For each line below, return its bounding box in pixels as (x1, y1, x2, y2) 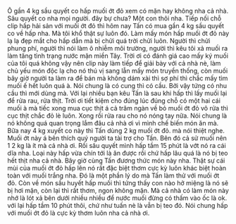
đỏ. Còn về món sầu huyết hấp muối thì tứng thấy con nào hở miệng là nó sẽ (7, 179, 229, 187)
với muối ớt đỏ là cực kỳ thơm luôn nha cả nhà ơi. (7, 209, 150, 217)
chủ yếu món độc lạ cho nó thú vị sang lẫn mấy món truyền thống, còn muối (7, 67, 228, 75)
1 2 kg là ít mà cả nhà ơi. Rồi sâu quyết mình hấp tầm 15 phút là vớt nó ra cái (7, 142, 227, 149)
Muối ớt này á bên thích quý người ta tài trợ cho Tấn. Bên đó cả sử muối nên (7, 134, 228, 142)
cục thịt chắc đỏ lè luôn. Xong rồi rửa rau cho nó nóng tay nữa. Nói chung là (7, 111, 228, 120)
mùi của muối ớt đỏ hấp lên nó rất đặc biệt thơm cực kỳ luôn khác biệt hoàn (7, 164, 227, 172)
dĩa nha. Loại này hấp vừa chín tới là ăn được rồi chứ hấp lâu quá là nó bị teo (7, 149, 228, 157)
